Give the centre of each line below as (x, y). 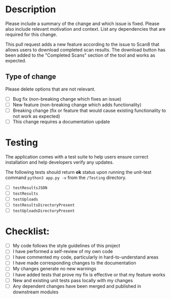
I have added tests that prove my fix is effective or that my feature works (89, 274)
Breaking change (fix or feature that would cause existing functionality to (89, 110)
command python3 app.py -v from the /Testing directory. (66, 177)
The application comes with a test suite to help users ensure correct (77, 156)
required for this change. (31, 34)
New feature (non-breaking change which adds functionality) (77, 105)
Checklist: (28, 232)
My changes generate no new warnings (54, 269)
